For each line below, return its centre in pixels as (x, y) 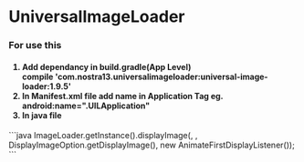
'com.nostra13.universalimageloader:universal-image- (162, 76)
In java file (42, 115)
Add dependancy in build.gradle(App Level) (106, 66)
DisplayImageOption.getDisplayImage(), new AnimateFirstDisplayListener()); (152, 145)
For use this (35, 46)
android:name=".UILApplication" (86, 106)
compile (37, 76)
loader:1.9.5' (47, 86)
